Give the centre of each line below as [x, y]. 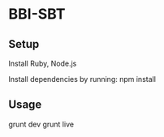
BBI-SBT [37, 14]
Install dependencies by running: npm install [82, 79]
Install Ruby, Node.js [43, 63]
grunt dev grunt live [41, 124]
